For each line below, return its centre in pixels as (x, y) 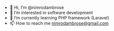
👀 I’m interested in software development (51, 13)
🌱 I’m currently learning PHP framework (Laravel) (59, 18)
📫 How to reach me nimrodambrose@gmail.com (59, 23)
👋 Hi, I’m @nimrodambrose (37, 8)
